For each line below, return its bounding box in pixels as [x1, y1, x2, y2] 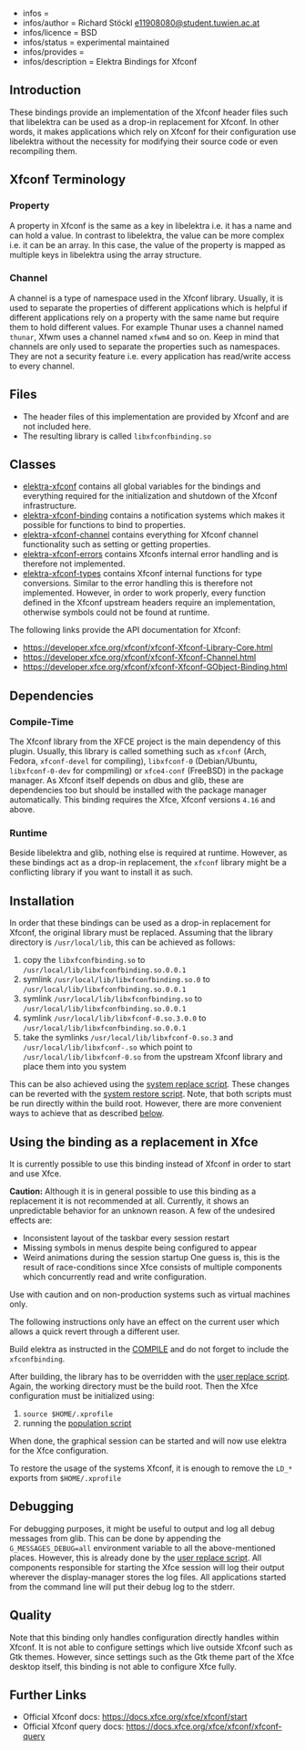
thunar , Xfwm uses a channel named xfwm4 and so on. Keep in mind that [9, 331, 280, 342]
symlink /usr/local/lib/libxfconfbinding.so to [22, 993, 203, 1004]
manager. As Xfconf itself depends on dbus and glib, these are [9, 775, 244, 786]
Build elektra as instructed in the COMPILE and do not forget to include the [9, 1344, 290, 1355]
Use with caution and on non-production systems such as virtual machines [9, 1289, 290, 1300]
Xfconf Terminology [9, 172, 126, 188]
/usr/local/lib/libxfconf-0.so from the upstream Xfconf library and [22, 1051, 283, 1062]
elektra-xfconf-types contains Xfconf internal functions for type [22, 568, 262, 579]
